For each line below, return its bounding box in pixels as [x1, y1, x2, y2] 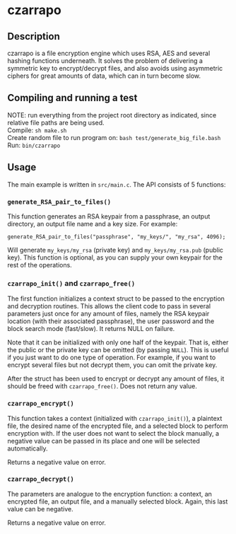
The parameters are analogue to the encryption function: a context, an [7, 489, 212, 498]
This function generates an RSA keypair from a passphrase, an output [7, 211, 211, 221]
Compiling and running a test [7, 92, 138, 104]
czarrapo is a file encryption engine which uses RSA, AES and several [7, 49, 211, 57]
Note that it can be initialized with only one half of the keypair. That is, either [7, 338, 229, 347]
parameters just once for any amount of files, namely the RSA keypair [7, 310, 210, 318]
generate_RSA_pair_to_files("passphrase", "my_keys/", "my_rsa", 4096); [7, 233, 226, 240]
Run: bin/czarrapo [7, 141, 61, 149]
